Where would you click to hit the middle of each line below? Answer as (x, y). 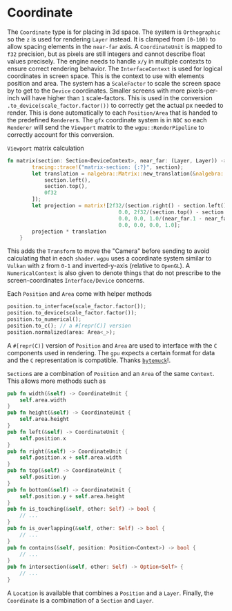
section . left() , (67, 180)
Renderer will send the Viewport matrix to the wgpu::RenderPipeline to (106, 127)
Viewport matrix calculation (46, 148)
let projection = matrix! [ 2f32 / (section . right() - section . (120, 206)
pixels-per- (202, 91)
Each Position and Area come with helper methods (79, 294)
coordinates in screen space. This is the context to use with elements (106, 76)
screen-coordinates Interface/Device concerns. (76, 281)
